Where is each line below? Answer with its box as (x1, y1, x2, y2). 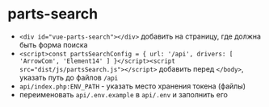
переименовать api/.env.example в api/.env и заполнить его (19, 89, 228, 99)
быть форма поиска (19, 39, 88, 49)
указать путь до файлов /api (19, 72, 119, 82)
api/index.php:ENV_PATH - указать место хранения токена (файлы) (19, 81, 246, 91)
